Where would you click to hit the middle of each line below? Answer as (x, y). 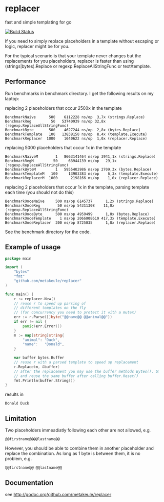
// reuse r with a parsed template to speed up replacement (76, 362)
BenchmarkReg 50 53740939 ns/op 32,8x (55, 121)
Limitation (21, 418)
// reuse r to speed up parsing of (50, 303)
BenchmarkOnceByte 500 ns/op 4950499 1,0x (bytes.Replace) (77, 214)
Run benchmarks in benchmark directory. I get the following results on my (79, 93)
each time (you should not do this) (40, 192)
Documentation (29, 483)
